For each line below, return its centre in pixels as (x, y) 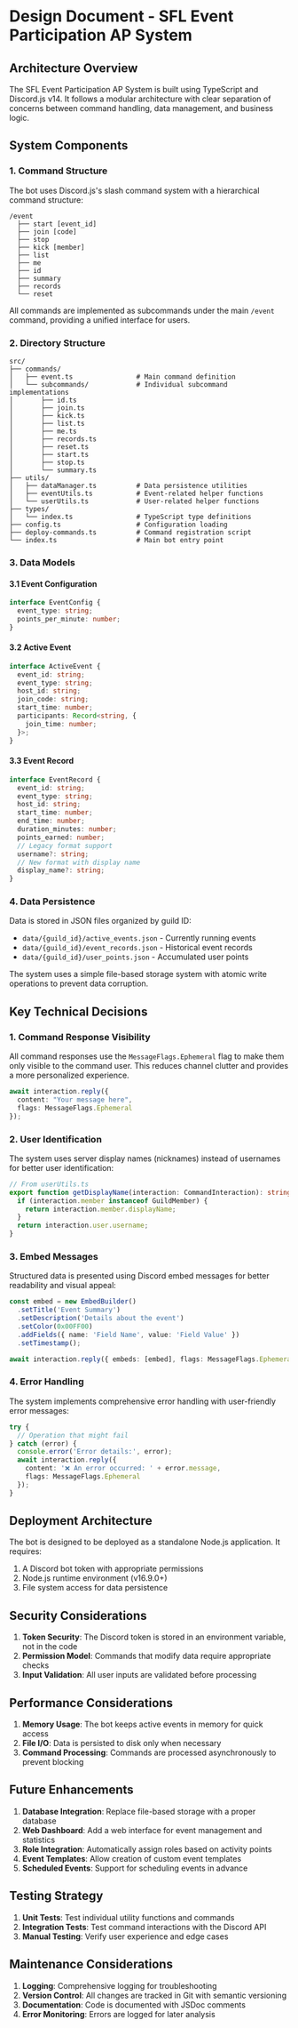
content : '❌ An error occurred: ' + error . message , (123, 1469)
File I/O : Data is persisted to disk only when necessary (122, 1743)
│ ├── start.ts (49, 454)
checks (35, 1665)
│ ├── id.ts (43, 400)
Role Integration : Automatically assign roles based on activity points (147, 1849)
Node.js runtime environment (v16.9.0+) (94, 1578)
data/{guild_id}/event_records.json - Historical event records (137, 948)
